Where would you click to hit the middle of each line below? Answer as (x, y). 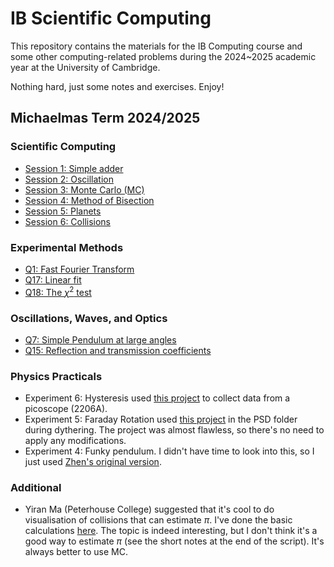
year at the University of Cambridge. (85, 67)
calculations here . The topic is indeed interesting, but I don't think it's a (171, 531)
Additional (36, 488)
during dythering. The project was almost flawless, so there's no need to (174, 430)
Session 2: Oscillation (69, 179)
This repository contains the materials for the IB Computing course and (156, 46)
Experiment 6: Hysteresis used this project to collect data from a (157, 398)
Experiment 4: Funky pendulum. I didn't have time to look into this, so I (169, 451)
